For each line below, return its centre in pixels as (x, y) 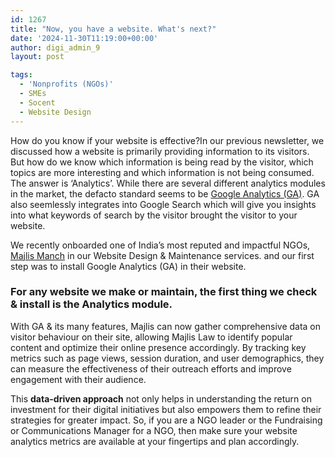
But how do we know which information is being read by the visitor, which (162, 162)
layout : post (37, 57)
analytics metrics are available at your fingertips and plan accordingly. (155, 441)
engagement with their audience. (78, 379)
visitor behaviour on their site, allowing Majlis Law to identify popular (151, 337)
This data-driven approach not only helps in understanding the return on (161, 398)
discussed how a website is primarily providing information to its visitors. (160, 151)
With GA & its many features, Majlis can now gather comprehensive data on (166, 326)
